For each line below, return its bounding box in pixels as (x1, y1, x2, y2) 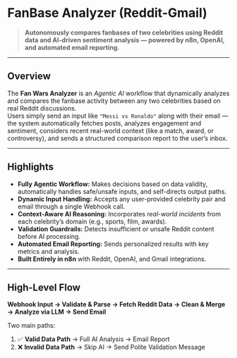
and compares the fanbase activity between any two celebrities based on (7, 97, 221, 105)
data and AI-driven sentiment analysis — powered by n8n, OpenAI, (24, 35, 225, 44)
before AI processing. (17, 232, 81, 240)
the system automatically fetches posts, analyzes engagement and (7, 118, 202, 128)
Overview (7, 70, 51, 82)
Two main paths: (7, 321, 56, 330)
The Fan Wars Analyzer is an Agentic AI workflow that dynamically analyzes (7, 89, 230, 97)
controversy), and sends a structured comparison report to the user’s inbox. (7, 134, 228, 142)
